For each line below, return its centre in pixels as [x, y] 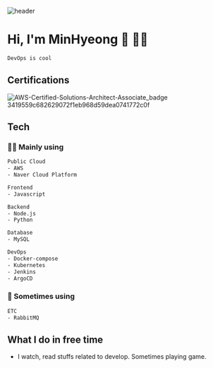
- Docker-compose [33, 259]
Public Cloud [26, 162]
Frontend [20, 187]
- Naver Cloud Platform [42, 175]
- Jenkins [22, 272]
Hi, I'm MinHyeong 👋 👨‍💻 [78, 40]
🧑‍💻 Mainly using [36, 147]
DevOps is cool [30, 58]
